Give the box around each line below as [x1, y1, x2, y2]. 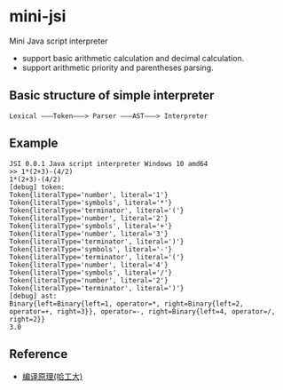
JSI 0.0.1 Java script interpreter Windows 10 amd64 [9, 159, 208, 168]
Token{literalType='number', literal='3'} [9, 229, 169, 238]
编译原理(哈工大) [21, 371, 83, 382]
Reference [9, 346, 68, 362]
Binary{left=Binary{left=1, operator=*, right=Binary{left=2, [9, 299, 244, 308]
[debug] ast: [9, 291, 58, 300]
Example [9, 136, 59, 151]
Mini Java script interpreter [9, 36, 108, 46]
